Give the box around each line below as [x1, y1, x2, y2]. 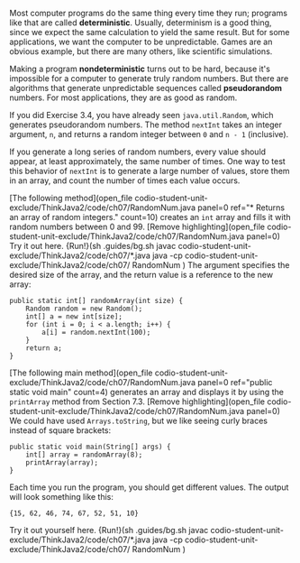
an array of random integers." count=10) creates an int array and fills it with [9, 212, 291, 222]
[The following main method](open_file [9, 367, 153, 378]
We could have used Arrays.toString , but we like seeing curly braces [9, 415, 268, 426]
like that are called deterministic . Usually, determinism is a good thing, [9, 17, 272, 28]
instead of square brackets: [9, 425, 112, 436]
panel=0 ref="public [197, 377, 273, 387]
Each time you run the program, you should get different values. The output [9, 482, 289, 493]
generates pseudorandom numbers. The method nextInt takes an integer [9, 119, 282, 130]
